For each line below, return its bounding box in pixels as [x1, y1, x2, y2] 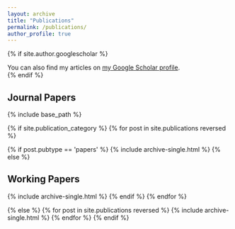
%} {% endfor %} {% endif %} [40, 213, 130, 222]
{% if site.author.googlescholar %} [7, 50, 108, 58]
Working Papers [7, 173, 80, 185]
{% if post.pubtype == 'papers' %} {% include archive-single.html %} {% [7, 145, 221, 154]
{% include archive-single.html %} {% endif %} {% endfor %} [7, 192, 188, 201]
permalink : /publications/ [7, 23, 87, 30]
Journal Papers [7, 91, 76, 104]
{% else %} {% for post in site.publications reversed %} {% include [7, 206, 203, 214]
